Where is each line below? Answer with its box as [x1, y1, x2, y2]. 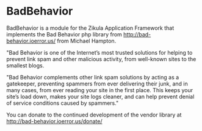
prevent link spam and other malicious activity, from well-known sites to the [6, 55, 197, 62]
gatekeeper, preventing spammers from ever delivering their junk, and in [6, 80, 188, 87]
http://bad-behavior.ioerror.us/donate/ [6, 117, 103, 125]
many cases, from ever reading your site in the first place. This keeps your [6, 86, 193, 93]
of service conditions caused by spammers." [6, 99, 119, 107]
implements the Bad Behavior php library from [6, 30, 122, 38]
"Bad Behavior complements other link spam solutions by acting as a [6, 73, 179, 81]
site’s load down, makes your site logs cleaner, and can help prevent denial [6, 93, 195, 100]
